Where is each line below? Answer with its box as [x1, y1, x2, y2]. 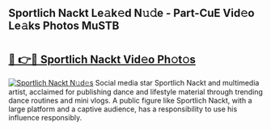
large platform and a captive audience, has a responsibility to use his [8, 104, 238, 114]
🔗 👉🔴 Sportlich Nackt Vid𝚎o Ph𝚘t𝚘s [8, 52, 196, 66]
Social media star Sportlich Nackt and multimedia [95, 78, 260, 87]
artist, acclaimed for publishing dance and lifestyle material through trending [8, 87, 263, 96]
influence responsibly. [8, 113, 83, 122]
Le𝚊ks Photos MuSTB [8, 19, 120, 33]
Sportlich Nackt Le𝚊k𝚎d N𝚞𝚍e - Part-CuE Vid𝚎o [8, 6, 255, 20]
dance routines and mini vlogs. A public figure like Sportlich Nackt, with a [8, 96, 252, 105]
